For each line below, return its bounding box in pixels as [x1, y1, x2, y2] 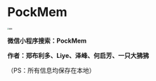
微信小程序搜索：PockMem [7, 36, 87, 45]
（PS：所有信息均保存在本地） [7, 66, 96, 74]
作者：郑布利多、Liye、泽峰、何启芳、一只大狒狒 [7, 51, 150, 59]
